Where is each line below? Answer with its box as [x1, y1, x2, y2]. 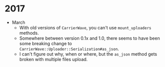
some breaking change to [19, 40, 72, 46]
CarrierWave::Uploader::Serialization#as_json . [19, 46, 119, 52]
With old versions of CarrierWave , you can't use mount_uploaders [19, 24, 152, 30]
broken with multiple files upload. [19, 56, 88, 62]
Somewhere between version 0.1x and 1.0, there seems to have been [19, 35, 160, 41]
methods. [19, 30, 39, 36]
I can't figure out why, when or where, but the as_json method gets [19, 51, 158, 57]
